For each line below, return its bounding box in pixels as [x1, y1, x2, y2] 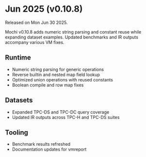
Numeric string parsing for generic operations [12, 66, 104, 72]
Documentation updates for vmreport [12, 146, 87, 152]
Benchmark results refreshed [12, 141, 71, 147]
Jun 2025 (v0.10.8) [5, 3, 83, 15]
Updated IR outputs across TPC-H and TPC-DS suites [12, 114, 120, 120]
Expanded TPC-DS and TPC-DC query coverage [12, 109, 110, 115]
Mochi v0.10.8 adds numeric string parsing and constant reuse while [5, 29, 142, 35]
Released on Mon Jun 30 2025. [5, 20, 68, 25]
